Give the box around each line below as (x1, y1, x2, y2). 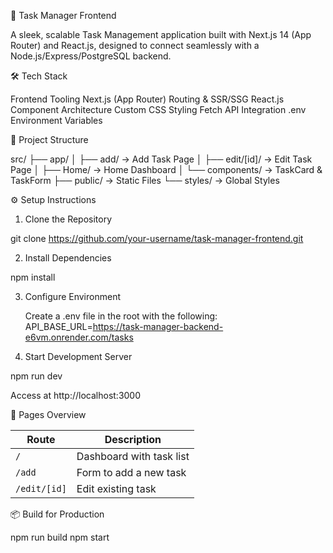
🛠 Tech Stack (10, 70, 68, 82)
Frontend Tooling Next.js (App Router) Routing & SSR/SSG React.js (10, 93, 285, 105)
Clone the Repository (24, 213, 113, 225)
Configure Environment (24, 291, 121, 302)
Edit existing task (76, 482, 157, 495)
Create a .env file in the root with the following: (24, 310, 218, 322)
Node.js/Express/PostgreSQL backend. (10, 50, 172, 62)
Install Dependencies (24, 252, 112, 264)
